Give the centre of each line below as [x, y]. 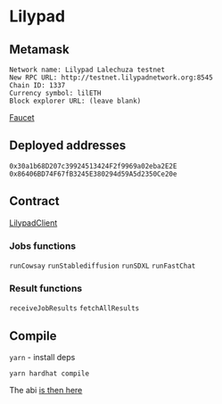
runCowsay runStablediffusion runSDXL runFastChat [103, 266]
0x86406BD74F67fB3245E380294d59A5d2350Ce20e [93, 174]
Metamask [39, 49]
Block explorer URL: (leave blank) [75, 101]
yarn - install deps [42, 358]
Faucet [22, 117]
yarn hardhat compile [49, 374]
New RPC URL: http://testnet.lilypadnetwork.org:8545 [111, 78]
